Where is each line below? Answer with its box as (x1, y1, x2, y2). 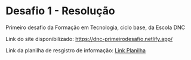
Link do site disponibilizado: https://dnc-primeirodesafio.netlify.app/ (5, 35, 173, 42)
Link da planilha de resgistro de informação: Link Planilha (5, 46, 146, 54)
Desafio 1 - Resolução (5, 4, 115, 18)
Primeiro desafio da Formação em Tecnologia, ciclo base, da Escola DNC (5, 24, 186, 31)
